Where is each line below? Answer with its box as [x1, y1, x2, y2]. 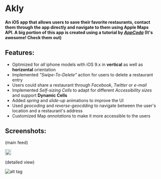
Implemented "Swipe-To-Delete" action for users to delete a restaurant [12, 72, 153, 77]
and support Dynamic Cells [12, 92, 68, 98]
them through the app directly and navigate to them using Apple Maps [5, 24, 149, 30]
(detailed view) [5, 159, 35, 165]
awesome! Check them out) [5, 34, 62, 40]
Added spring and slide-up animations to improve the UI [12, 97, 124, 103]
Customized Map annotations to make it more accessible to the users [12, 113, 151, 119]
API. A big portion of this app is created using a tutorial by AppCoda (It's [5, 30, 153, 35]
